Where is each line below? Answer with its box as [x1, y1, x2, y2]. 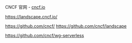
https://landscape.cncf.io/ [5, 14, 58, 19]
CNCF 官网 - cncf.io [5, 4, 46, 10]
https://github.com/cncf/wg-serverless [5, 33, 84, 38]
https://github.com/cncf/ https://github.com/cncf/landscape [5, 23, 127, 29]
